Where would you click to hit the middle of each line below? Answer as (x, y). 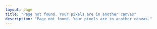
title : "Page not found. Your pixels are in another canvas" (71, 14)
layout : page (19, 10)
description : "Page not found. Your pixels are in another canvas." (79, 19)
